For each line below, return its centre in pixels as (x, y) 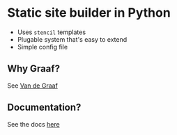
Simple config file (43, 47)
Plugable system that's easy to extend (72, 39)
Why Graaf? (34, 69)
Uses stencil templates (51, 32)
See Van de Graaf (32, 86)
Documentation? (44, 108)
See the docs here (34, 124)
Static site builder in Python (89, 13)
